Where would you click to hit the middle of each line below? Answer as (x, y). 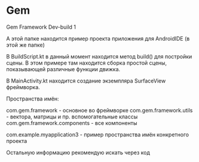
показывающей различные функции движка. (63, 69)
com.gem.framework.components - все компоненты (72, 123)
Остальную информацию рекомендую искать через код (78, 152)
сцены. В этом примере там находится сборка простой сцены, (87, 63)
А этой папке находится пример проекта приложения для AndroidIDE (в (98, 38)
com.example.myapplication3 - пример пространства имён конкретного (98, 135)
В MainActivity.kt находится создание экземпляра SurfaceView (86, 81)
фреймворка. (23, 87)
